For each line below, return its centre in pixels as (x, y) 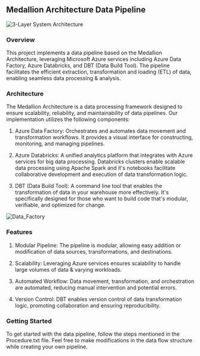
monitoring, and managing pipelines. (60, 144)
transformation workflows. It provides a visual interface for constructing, (104, 138)
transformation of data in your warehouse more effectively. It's (92, 192)
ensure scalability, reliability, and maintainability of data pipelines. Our (92, 113)
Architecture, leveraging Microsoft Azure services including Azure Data (94, 59)
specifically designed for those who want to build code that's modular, (101, 199)
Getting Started (29, 321)
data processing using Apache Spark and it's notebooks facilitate (95, 168)
